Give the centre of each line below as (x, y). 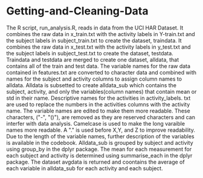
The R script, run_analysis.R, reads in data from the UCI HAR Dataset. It (95, 28)
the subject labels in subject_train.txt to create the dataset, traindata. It (94, 40)
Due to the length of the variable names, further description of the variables (100, 136)
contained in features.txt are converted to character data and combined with (101, 72)
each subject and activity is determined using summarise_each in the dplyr (99, 155)
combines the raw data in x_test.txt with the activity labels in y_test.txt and (99, 47)
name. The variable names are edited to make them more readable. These (98, 111)
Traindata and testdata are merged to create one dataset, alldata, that (93, 60)
